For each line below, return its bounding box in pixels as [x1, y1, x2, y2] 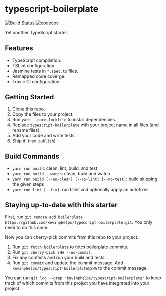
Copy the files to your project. [12, 111, 74, 117]
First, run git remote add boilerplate [5, 214, 83, 220]
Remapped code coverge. [12, 73, 66, 79]
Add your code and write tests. [12, 132, 76, 138]
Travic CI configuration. [12, 78, 61, 84]
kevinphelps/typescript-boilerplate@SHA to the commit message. [12, 265, 148, 271]
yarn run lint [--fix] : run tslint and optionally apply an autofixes [12, 187, 149, 193]
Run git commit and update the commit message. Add [12, 260, 123, 266]
